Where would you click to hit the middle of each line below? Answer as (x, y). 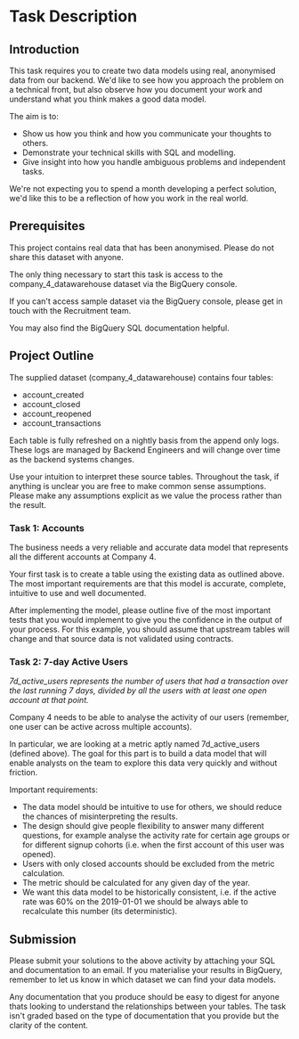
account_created (53, 395)
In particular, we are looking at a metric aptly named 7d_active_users (135, 744)
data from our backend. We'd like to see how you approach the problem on (147, 80)
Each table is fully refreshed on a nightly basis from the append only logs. (144, 440)
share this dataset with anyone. (67, 257)
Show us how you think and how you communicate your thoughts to (146, 134)
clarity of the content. (49, 1026)
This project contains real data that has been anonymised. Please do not (141, 248)
